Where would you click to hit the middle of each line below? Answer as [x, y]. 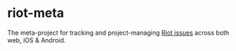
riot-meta [36, 13]
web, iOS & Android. [36, 40]
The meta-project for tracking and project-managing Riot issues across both [118, 33]
